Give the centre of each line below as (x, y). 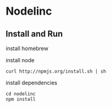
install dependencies (31, 83)
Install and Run (34, 34)
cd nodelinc (21, 94)
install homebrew (27, 48)
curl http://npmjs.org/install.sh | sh (56, 71)
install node (20, 60)
